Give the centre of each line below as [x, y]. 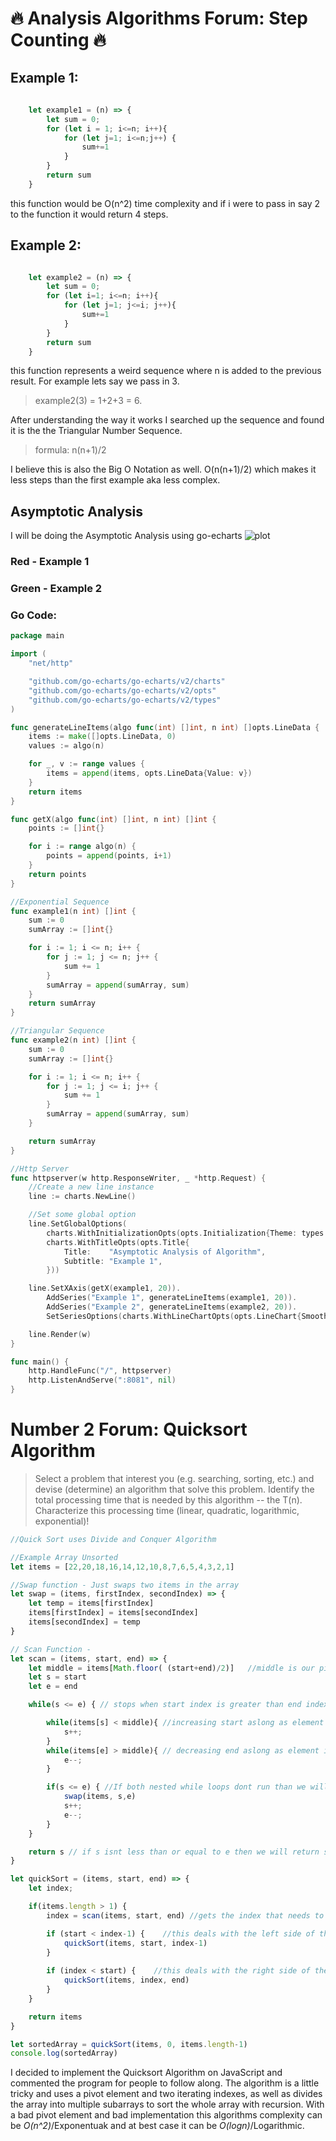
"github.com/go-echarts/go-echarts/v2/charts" [127, 682]
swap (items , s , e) [100, 1797]
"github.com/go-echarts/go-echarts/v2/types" [125, 700]
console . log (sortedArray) [64, 2053]
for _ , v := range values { [86, 764]
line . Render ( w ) [60, 1334]
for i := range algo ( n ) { [82, 847]
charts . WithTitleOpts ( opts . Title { [118, 1242]
